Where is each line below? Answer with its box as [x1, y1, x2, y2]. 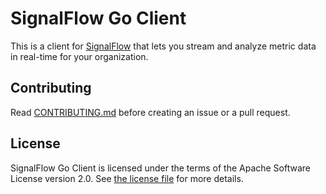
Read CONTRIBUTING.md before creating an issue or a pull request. [10, 106, 291, 118]
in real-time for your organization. [10, 50, 149, 62]
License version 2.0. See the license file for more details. [10, 172, 244, 184]
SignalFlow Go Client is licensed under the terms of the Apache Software [10, 162, 311, 174]
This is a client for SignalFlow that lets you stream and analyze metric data [10, 40, 317, 52]
